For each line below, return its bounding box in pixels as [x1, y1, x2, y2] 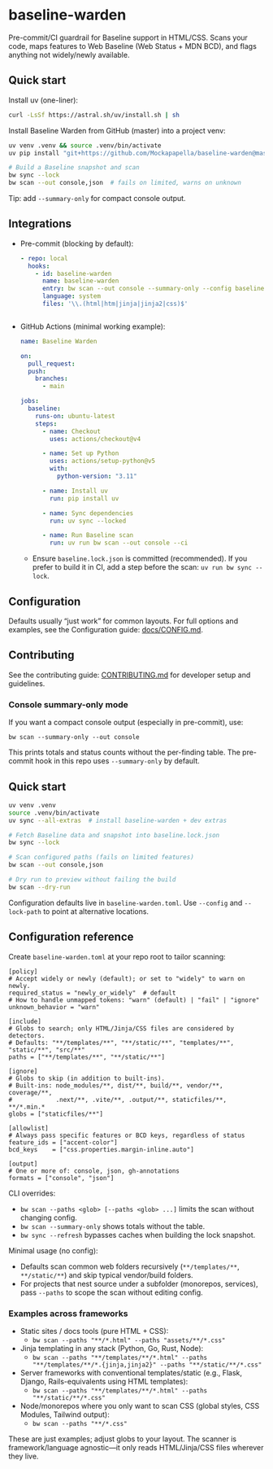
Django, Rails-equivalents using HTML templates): [19, 1376, 188, 1386]
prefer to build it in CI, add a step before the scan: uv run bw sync [32, 562, 252, 572]
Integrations [8, 217, 71, 231]
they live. [8, 1451, 39, 1461]
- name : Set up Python [41, 449, 119, 457]
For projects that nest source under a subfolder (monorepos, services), [19, 1279, 258, 1288]
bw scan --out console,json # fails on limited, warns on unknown [8, 179, 242, 187]
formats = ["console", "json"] [8, 1174, 115, 1182]
